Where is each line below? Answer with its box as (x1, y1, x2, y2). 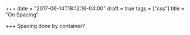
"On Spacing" (5, 11, 39, 18)
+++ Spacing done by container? (5, 23, 86, 29)
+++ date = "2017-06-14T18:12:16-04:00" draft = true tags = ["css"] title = (5, 5, 185, 12)
